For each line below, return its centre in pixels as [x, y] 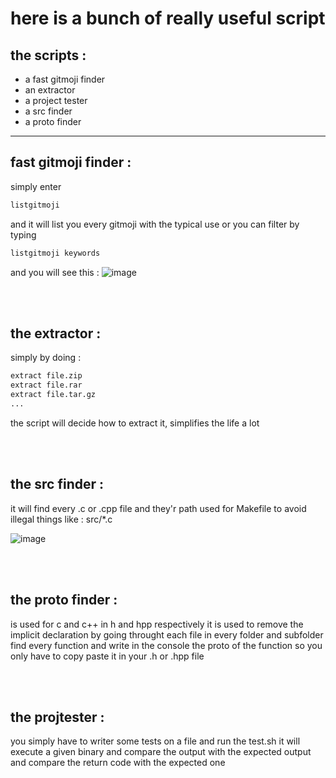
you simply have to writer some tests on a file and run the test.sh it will [155, 741]
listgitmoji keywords [55, 253]
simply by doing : [46, 358]
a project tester [56, 100]
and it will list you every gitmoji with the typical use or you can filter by [155, 224]
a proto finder [53, 121]
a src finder [48, 111]
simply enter [36, 186]
